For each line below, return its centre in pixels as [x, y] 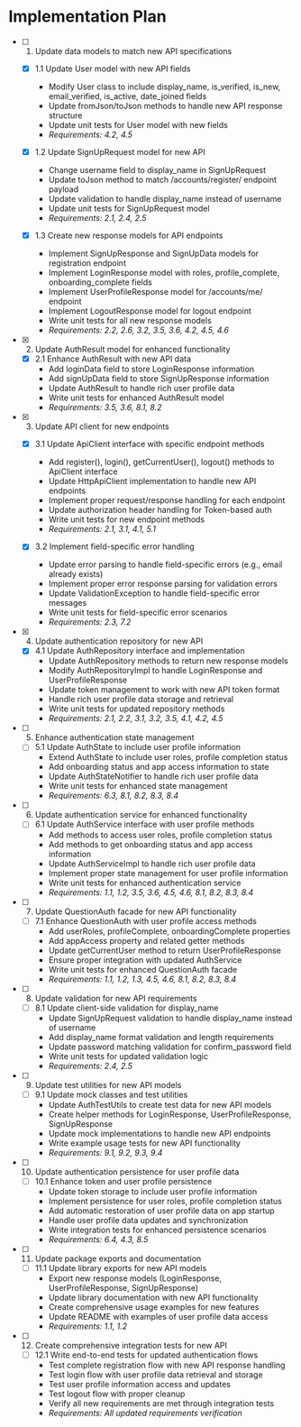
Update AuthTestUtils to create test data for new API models [160, 1104]
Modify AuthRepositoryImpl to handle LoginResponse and [155, 671]
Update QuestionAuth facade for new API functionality [136, 911]
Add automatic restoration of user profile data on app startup [162, 1211]
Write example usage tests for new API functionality [144, 1143]
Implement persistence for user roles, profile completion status [165, 1201]
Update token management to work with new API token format [164, 690]
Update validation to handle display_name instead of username [165, 199]
